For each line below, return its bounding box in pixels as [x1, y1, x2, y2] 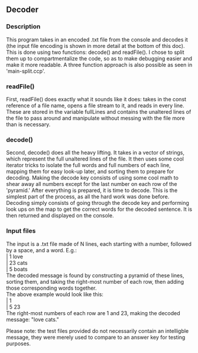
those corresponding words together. [6, 284, 97, 291]
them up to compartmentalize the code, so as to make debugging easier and [6, 54, 192, 62]
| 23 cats [6, 259, 28, 266]
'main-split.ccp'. [6, 68, 46, 75]
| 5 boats [6, 265, 28, 272]
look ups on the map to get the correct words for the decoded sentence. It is [6, 206, 193, 213]
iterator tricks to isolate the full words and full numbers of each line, [6, 162, 171, 169]
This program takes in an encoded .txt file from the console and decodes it [6, 36, 188, 43]
